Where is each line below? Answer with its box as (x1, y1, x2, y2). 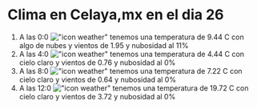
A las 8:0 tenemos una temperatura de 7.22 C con (18, 66, 243, 75)
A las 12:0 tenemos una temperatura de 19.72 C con (18, 83, 249, 93)
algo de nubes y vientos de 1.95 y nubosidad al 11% (18, 40, 189, 50)
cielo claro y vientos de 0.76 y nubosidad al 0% (18, 58, 176, 67)
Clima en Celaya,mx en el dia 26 (7, 6, 225, 24)
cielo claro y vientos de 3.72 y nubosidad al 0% (18, 91, 176, 101)
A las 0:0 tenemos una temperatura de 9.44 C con (18, 32, 245, 42)
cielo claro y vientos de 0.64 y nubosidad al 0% (18, 75, 177, 84)
